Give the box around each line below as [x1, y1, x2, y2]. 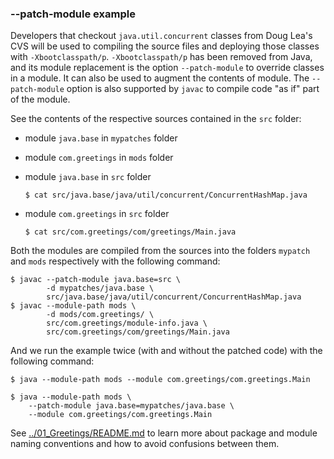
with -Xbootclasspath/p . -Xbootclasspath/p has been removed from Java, [10, 51, 313, 63]
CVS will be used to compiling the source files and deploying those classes [10, 40, 320, 52]
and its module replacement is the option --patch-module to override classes [10, 62, 325, 74]
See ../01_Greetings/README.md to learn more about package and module [10, 427, 318, 439]
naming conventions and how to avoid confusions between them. [10, 438, 280, 450]
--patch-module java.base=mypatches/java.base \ [28, 401, 235, 411]
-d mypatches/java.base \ [46, 283, 155, 294]
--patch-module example [10, 7, 136, 21]
